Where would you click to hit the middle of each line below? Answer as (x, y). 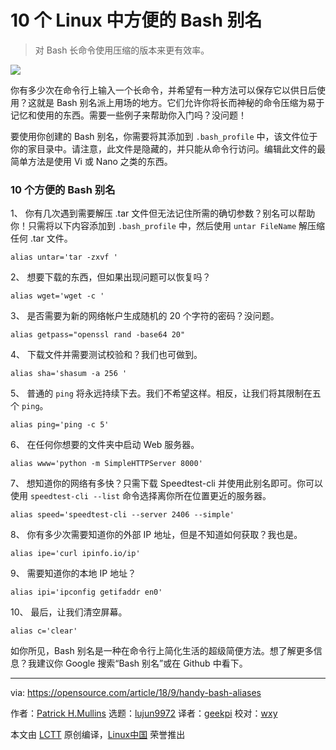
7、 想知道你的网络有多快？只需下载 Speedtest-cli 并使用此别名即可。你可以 (166, 483)
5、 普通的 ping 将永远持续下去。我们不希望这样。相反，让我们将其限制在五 (166, 393)
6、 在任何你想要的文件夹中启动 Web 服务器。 (105, 445)
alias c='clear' (44, 631)
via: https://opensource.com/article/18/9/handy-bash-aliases (136, 693)
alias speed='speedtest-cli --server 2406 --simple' (122, 515)
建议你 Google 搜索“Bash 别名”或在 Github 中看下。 (142, 663)
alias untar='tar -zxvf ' (64, 257)
